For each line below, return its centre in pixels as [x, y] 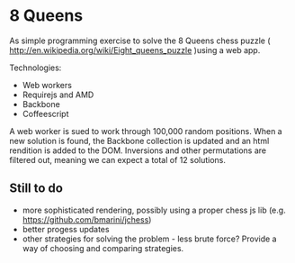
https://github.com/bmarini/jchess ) [87, 219]
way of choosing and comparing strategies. [103, 248]
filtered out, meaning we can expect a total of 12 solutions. [118, 159]
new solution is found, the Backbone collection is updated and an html [139, 141]
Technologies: [36, 68]
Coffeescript [45, 113]
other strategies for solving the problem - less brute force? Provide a [149, 239]
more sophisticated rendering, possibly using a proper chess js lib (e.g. [154, 210]
